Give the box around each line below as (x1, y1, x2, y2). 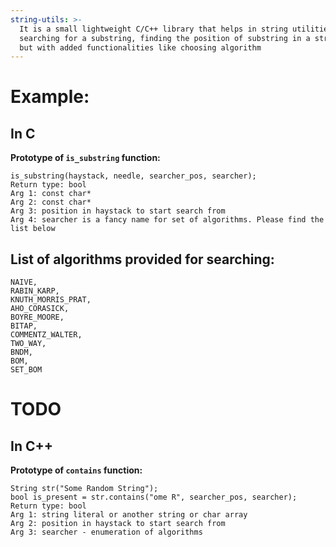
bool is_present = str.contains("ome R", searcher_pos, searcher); (10, 492, 298, 503)
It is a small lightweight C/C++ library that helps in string (19, 24, 288, 34)
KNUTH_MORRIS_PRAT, (10, 295, 92, 305)
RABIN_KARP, (10, 286, 60, 296)
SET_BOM (10, 365, 43, 375)
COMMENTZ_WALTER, (10, 330, 83, 340)
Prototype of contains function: (10, 464, 143, 476)
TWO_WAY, (10, 339, 47, 349)
